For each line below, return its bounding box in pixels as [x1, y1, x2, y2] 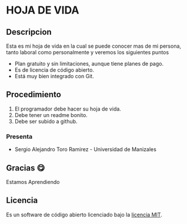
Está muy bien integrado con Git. [14, 73, 94, 79]
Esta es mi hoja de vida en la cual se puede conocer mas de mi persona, [6, 42, 181, 49]
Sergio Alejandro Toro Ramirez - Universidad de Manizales [14, 146, 157, 153]
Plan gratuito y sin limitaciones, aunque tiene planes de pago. [14, 60, 163, 67]
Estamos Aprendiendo [6, 178, 60, 185]
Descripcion [6, 27, 52, 37]
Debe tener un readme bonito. [14, 111, 88, 118]
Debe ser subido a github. [14, 118, 78, 125]
